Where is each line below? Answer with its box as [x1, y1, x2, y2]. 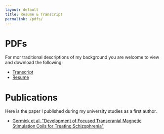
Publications [5, 92, 58, 103]
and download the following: [5, 60, 63, 66]
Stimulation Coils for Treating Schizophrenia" [12, 123, 104, 129]
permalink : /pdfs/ [5, 16, 43, 21]
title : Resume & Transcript [5, 12, 63, 17]
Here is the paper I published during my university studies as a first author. [5, 108, 157, 114]
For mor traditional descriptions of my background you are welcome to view [5, 54, 160, 60]
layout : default [5, 7, 39, 12]
